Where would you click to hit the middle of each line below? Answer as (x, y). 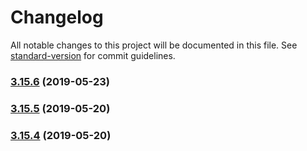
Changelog (57, 17)
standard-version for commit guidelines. (93, 55)
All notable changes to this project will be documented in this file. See (154, 45)
